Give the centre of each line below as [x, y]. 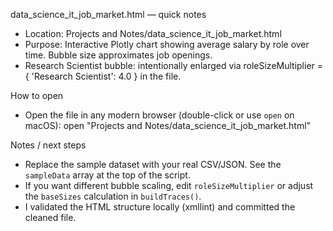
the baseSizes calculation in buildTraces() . [113, 196]
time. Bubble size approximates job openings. [118, 55]
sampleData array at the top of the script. [107, 175]
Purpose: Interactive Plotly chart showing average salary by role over [167, 44]
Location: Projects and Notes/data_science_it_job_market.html [153, 33]
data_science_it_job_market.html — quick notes [108, 14]
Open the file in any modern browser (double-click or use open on [159, 115]
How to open [37, 95]
